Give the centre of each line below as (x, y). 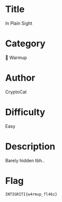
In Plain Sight (19, 23)
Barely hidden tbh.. (25, 160)
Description (30, 146)
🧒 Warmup (16, 57)
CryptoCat (16, 92)
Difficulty (25, 112)
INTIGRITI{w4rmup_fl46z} (31, 194)
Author (20, 78)
